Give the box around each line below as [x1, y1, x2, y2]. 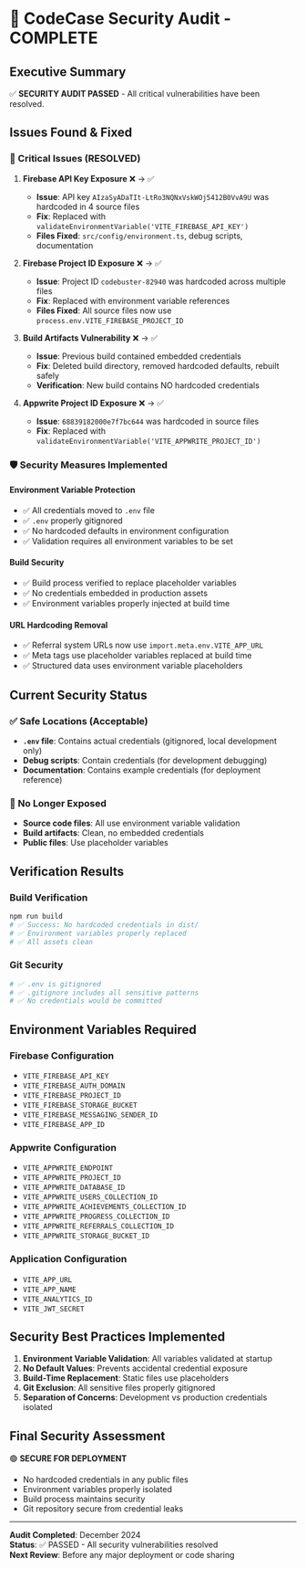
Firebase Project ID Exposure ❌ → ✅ [22, 258, 162, 269]
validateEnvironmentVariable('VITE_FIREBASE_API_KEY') [36, 222, 249, 231]
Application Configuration [9, 1253, 127, 1266]
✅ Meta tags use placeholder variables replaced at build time [22, 650, 252, 661]
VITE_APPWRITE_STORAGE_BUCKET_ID [22, 1232, 150, 1241]
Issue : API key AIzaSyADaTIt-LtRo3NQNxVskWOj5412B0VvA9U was [36, 191, 270, 202]
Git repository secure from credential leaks [22, 1503, 184, 1514]
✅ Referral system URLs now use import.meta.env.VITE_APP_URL [22, 639, 264, 651]
